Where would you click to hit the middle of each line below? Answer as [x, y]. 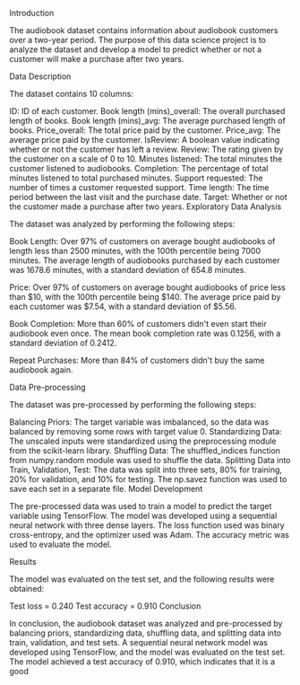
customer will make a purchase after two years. [97, 59]
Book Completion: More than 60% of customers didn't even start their [138, 324]
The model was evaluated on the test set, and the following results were [142, 579]
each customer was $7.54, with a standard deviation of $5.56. [123, 306]
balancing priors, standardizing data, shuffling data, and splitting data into [146, 633]
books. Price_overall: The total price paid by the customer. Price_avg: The [145, 130]
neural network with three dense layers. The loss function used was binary [147, 525]
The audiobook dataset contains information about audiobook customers [144, 30]
